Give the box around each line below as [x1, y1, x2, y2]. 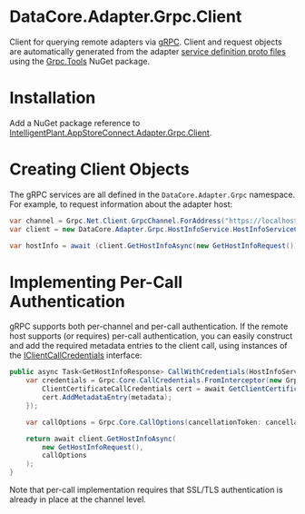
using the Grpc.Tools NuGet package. [9, 55, 151, 66]
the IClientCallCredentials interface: [9, 350, 143, 361]
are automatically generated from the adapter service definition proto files [9, 45, 286, 56]
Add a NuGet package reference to [9, 117, 141, 128]
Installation [9, 88, 96, 108]
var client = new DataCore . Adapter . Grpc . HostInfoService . [9, 224, 233, 233]
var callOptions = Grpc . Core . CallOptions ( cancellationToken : [25, 418, 261, 427]
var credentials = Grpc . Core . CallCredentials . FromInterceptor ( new [25, 376, 282, 385]
